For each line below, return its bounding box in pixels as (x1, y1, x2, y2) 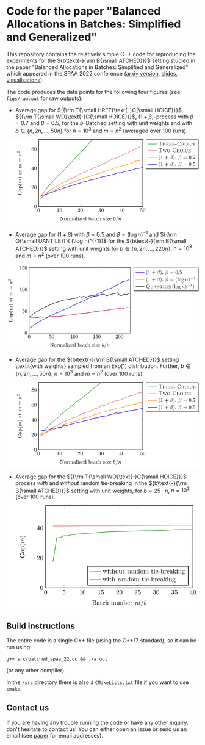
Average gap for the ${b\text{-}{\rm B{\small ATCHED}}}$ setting (15, 356, 179, 364)
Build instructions (6, 621, 75, 631)
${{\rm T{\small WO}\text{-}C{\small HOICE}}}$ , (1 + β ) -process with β (15, 113, 193, 120)
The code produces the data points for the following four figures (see (6, 88, 181, 95)
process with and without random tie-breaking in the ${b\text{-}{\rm (15, 479, 187, 486)
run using (6, 644, 31, 651)
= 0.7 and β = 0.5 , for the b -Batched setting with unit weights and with (15, 119, 193, 126)
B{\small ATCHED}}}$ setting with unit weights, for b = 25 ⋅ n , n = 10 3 (15, 486, 190, 494)
